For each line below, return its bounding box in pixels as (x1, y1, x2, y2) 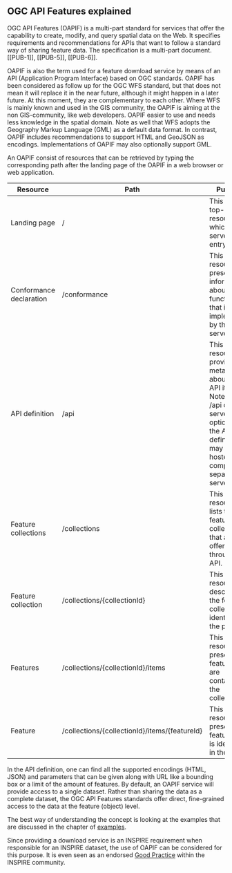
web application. (7, 168, 55, 176)
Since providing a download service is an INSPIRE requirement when (7, 836, 202, 844)
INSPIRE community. (7, 858, 66, 866)
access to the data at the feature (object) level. (7, 802, 140, 810)
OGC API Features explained (7, 6, 132, 17)
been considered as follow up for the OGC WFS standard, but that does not (7, 81, 221, 89)
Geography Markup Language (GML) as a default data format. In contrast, (7, 125, 217, 133)
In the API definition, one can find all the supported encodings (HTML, (7, 765, 206, 773)
